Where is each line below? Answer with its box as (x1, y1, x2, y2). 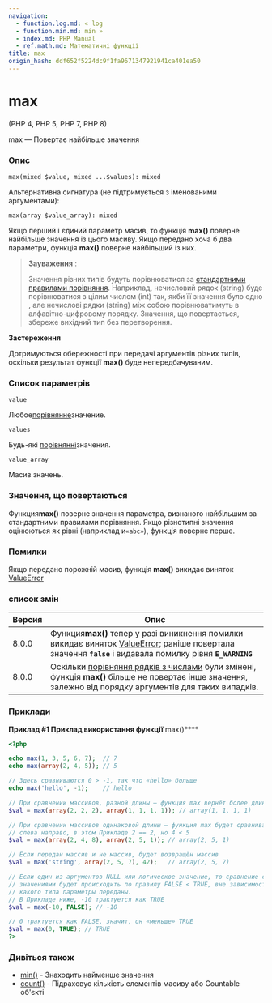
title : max (8, 49, 45, 58)
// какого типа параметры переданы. (8, 888, 132, 896)
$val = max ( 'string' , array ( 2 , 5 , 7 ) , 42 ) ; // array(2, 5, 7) (8, 858, 230, 867)
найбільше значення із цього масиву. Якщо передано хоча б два (8, 234, 232, 244)
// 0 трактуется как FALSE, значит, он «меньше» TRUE (8, 917, 194, 926)
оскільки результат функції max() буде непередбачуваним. (8, 357, 213, 367)
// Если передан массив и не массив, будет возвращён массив (8, 851, 219, 859)
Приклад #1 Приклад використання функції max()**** (8, 724, 199, 734)
